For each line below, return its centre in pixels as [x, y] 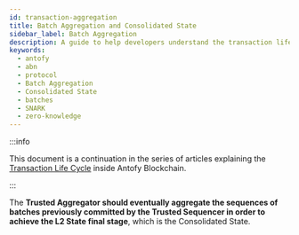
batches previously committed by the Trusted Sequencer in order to [137, 212]
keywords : [28, 51]
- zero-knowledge [49, 116]
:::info [20, 142]
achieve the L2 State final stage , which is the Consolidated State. [130, 222]
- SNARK [32, 108]
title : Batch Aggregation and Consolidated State [103, 26]
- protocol [37, 75]
